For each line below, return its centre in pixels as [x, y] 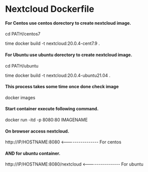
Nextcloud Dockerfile [50, 9]
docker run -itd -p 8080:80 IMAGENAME [46, 120]
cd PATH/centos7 [23, 34]
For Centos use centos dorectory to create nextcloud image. [68, 23]
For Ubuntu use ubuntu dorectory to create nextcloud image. [69, 55]
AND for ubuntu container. [33, 153]
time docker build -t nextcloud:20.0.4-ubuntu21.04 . [58, 75]
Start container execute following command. [52, 109]
